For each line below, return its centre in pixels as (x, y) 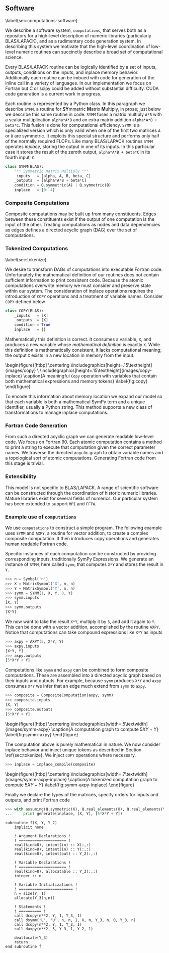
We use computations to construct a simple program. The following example (84, 528)
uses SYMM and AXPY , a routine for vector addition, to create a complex (77, 533)
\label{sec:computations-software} (41, 20)
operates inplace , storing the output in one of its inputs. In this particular (80, 147)
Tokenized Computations (37, 249)
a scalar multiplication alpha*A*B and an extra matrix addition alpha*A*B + (81, 120)
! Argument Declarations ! (43, 836)
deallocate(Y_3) (31, 938)
